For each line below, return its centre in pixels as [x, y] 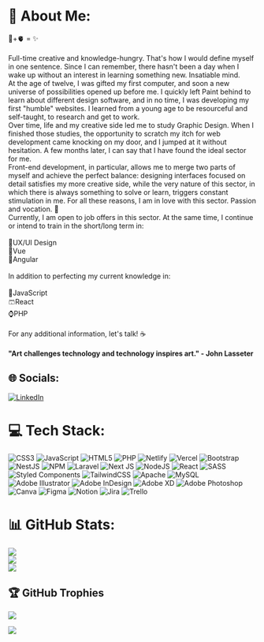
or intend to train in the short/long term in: [76, 226]
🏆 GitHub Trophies [56, 593]
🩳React [21, 301]
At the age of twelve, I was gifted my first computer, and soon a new [119, 83]
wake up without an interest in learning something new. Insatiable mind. [124, 75]
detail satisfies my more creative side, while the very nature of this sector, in [132, 184]
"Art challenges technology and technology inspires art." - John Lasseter [131, 353]
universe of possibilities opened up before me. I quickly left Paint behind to [130, 91]
